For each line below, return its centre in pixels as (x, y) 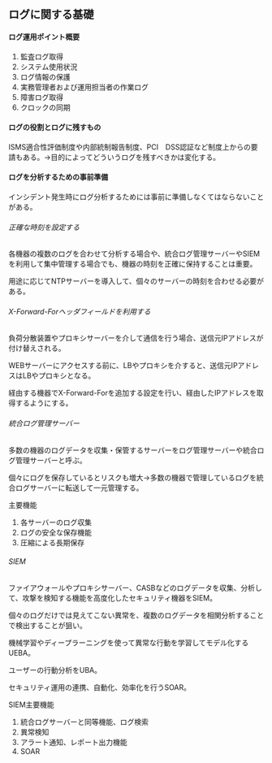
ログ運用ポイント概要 (44, 37)
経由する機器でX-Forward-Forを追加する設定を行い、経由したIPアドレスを (133, 393)
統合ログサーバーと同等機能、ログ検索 (84, 722)
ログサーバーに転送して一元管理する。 (79, 488)
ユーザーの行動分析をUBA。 (55, 670)
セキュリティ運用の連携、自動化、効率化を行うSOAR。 (100, 687)
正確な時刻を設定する (44, 227)
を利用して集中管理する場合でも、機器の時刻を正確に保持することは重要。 (133, 264)
